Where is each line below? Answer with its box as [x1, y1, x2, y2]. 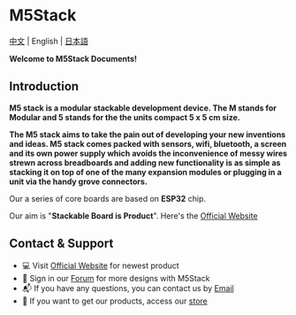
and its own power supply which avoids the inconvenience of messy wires [9, 148, 288, 158]
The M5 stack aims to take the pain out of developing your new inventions [9, 129, 286, 140]
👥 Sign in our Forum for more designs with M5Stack [21, 273, 210, 283]
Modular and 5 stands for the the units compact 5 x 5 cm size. [9, 111, 240, 122]
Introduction [9, 79, 80, 94]
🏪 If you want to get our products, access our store [21, 296, 208, 306]
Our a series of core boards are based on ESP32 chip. [9, 193, 206, 204]
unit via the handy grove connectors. [9, 176, 148, 187]
